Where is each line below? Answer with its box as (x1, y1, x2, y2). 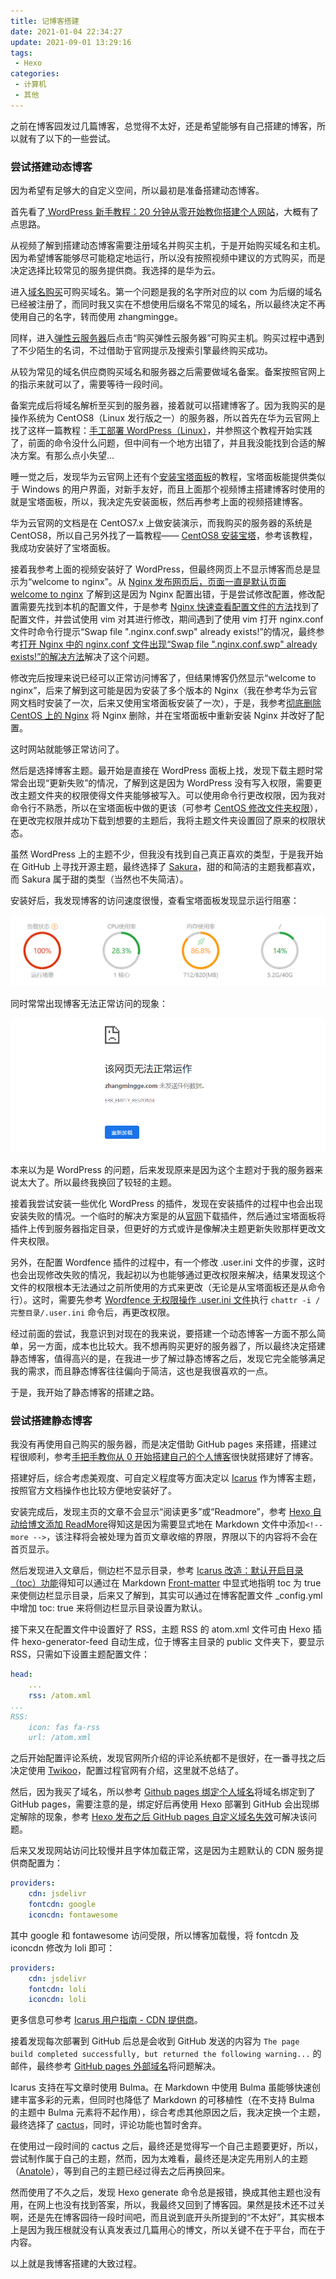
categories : (10, 69, 60, 79)
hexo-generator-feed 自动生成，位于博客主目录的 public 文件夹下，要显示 (21, 1636, 325, 1648)
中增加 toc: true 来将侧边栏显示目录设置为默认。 (10, 1602, 208, 1614)
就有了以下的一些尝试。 (18, 132, 116, 144)
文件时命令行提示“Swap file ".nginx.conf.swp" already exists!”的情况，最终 (10, 626, 317, 638)
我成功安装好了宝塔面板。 (10, 542, 116, 554)
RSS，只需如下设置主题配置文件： (10, 1648, 150, 1660)
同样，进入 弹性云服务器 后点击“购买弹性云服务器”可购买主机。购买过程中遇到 (10, 332, 325, 344)
